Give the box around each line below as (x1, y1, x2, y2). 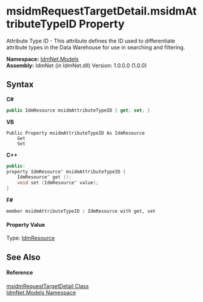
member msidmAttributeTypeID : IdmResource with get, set (6, 208, 156, 214)
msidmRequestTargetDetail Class (6, 282, 89, 289)
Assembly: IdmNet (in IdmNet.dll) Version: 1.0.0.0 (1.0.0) (6, 62, 147, 69)
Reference (6, 269, 33, 277)
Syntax (6, 79, 34, 90)
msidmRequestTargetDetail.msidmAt (6, 4, 197, 18)
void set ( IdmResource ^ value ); (17, 180, 99, 186)
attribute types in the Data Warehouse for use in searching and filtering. (6, 44, 185, 51)
